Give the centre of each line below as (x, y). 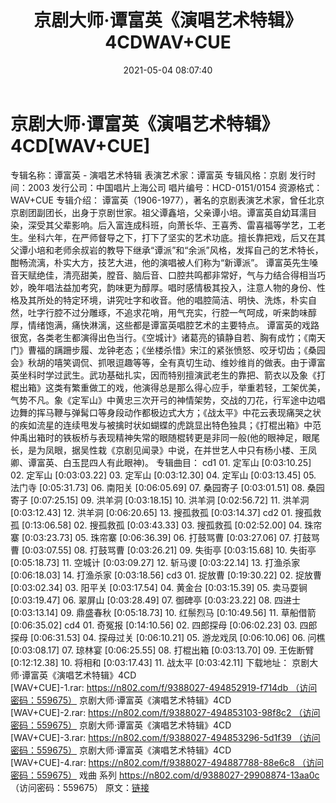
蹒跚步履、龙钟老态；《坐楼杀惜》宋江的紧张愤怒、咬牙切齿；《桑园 (189, 350)
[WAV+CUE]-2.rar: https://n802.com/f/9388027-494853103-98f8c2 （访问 (165, 712)
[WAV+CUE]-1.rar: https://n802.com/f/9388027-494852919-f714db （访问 (164, 687)
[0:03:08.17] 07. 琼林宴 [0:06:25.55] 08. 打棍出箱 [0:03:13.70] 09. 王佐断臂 (162, 650)
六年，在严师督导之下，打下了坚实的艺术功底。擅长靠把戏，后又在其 (185, 237)
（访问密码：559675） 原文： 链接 (80, 787)
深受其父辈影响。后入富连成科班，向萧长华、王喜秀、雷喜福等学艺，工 (172, 225)
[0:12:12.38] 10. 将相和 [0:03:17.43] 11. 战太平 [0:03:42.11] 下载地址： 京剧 (160, 662)
